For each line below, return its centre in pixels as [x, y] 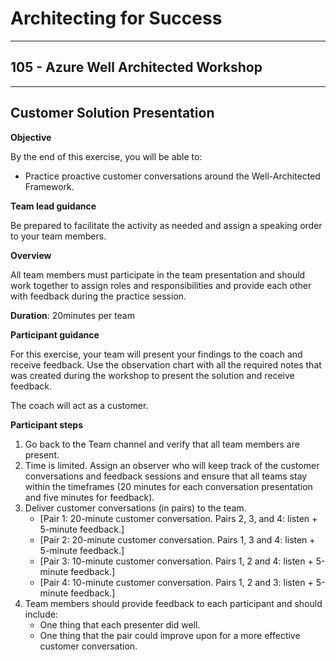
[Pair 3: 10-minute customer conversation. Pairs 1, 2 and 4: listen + [176, 561]
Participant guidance [55, 334]
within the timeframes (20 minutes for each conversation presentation [168, 486]
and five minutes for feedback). [89, 497]
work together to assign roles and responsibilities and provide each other [161, 285]
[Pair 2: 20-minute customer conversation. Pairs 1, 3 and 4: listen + [177, 539]
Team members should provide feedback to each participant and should [173, 603]
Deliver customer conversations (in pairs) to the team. [135, 508]
